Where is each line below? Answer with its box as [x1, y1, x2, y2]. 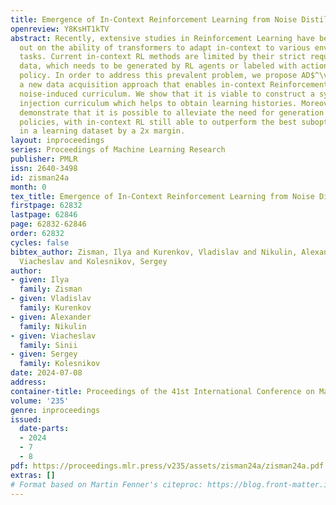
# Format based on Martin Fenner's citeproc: [10, 479, 203, 490]
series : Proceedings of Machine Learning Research [10, 145, 226, 155]
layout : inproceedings [10, 136, 105, 146]
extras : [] [10, 470, 56, 480]
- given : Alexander [10, 312, 92, 322]
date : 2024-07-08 [10, 368, 83, 378]
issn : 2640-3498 [10, 163, 78, 173]
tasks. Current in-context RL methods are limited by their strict [19, 52, 307, 62]
